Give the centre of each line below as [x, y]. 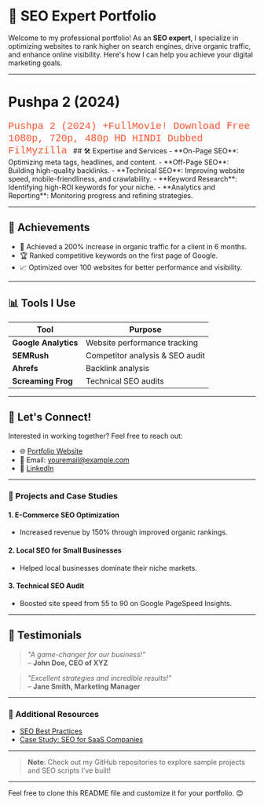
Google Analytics [45, 343]
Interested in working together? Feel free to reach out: [95, 436]
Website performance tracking [142, 343]
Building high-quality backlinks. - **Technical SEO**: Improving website [126, 170]
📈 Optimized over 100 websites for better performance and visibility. [131, 267]
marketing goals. [35, 63]
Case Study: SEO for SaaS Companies [81, 739]
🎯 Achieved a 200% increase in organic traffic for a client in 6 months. [133, 246]
